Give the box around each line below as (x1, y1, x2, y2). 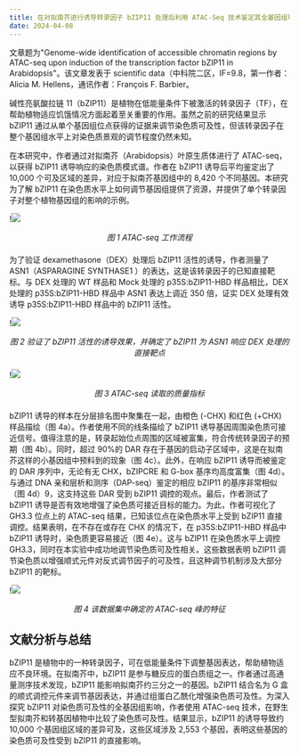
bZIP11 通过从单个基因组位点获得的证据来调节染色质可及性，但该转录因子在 (9, 119, 285, 130)
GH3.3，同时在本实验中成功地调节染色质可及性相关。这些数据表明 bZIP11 (9, 544, 276, 554)
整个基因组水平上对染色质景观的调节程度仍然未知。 (9, 131, 197, 142)
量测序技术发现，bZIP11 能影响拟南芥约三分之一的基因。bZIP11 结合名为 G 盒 (9, 679, 289, 691)
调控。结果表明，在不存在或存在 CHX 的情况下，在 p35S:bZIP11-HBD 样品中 (9, 521, 287, 532)
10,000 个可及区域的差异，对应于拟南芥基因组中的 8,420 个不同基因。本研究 (9, 172, 288, 183)
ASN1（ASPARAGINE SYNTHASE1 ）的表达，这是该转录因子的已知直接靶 (9, 265, 276, 276)
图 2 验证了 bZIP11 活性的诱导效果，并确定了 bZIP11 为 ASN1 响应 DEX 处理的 (10, 336, 289, 347)
